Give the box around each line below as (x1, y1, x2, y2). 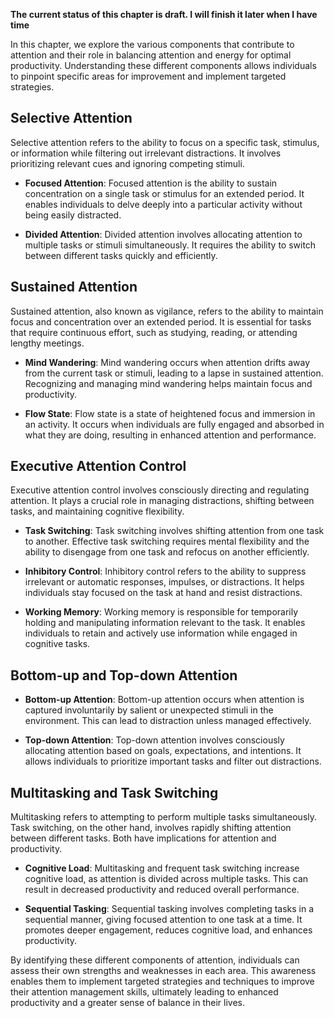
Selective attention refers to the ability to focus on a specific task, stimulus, (10, 136, 320, 148)
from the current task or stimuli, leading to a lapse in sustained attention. (24, 367, 324, 379)
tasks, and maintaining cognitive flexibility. (10, 505, 185, 518)
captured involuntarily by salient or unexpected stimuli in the (24, 704, 274, 716)
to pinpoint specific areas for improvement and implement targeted (10, 70, 287, 82)
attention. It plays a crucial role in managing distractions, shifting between (10, 495, 315, 507)
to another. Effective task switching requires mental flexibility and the (24, 535, 310, 548)
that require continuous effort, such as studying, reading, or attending (10, 326, 298, 338)
